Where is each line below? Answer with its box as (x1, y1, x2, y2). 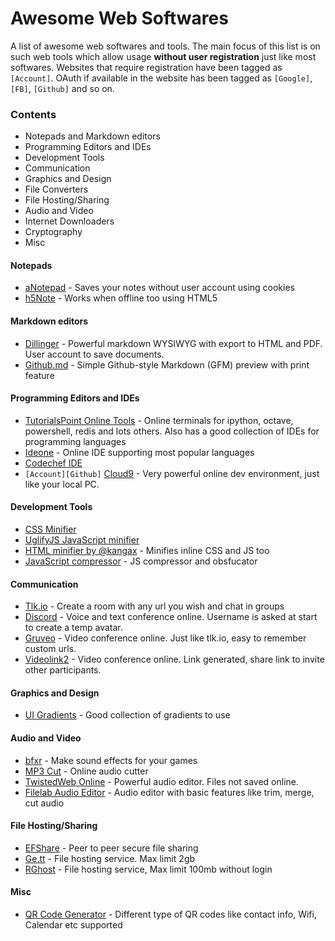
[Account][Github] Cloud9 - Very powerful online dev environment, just (24, 467, 320, 479)
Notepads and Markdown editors (24, 130, 161, 142)
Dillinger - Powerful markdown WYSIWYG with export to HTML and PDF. (24, 337, 323, 349)
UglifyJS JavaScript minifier (24, 534, 140, 546)
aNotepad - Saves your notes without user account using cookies (24, 282, 295, 294)
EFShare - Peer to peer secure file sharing (24, 842, 199, 854)
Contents (10, 107, 57, 121)
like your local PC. (24, 478, 100, 490)
